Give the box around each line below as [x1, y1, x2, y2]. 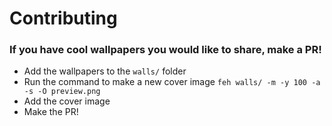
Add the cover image [23, 95, 111, 107]
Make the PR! [23, 106, 79, 118]
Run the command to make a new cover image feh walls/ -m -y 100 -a [23, 76, 321, 88]
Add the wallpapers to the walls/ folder [23, 65, 187, 77]
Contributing [9, 7, 118, 30]
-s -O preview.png [23, 87, 101, 97]
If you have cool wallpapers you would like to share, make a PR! [9, 43, 322, 57]
